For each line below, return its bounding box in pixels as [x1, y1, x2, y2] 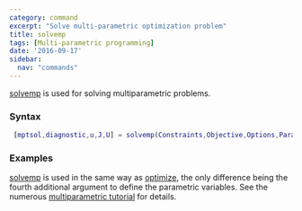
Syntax [9, 110, 41, 122]
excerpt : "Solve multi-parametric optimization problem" [9, 22, 227, 31]
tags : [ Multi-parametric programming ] [9, 38, 155, 48]
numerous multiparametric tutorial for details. [9, 191, 177, 202]
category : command [9, 13, 78, 22]
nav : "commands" [17, 64, 78, 73]
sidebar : [9, 55, 42, 64]
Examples [9, 152, 54, 164]
